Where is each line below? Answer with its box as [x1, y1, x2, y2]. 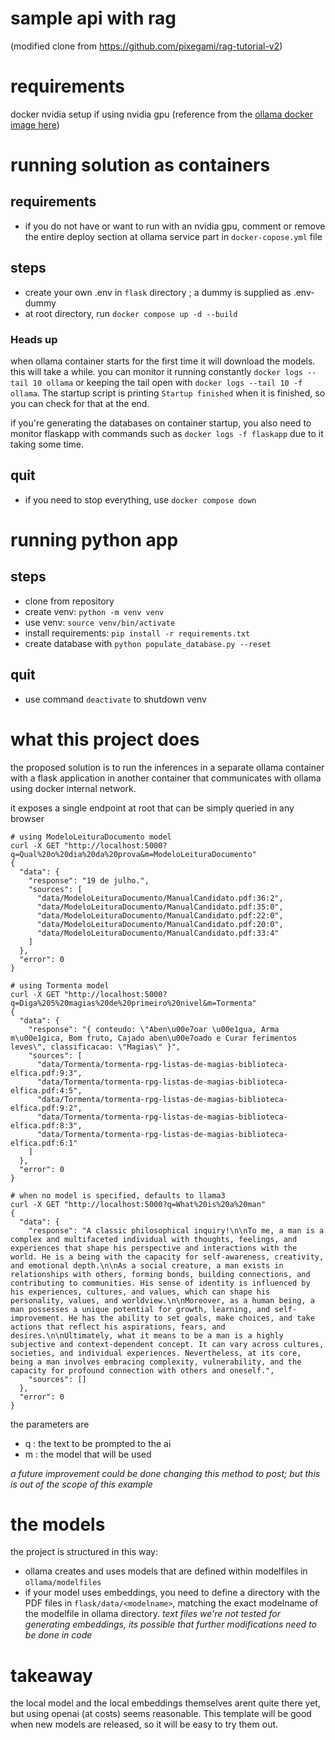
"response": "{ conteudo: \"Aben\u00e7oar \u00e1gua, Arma [28, 1024, 280, 1034]
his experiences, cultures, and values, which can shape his [10, 1287, 271, 1297]
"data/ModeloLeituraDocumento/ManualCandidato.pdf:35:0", [36, 902, 284, 912]
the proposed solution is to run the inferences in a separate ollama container [10, 761, 325, 773]
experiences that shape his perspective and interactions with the [10, 1243, 298, 1253]
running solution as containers [10, 154, 271, 177]
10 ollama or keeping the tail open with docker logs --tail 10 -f [32, 376, 303, 388]
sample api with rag [10, 7, 177, 30]
